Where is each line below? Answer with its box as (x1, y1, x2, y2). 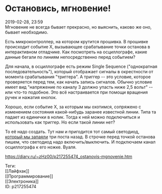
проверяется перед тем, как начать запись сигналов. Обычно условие (5, 79, 152, 85)
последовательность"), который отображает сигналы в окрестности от (5, 68, 154, 74)
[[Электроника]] (5, 178, 39, 184)
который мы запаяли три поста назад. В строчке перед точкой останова (5, 134, 155, 140)
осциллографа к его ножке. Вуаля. (5, 144, 77, 150)
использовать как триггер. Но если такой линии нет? (5, 119, 115, 125)
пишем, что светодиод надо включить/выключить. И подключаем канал (5, 139, 156, 145)
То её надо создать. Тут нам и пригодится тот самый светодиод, (5, 129, 140, 134)
